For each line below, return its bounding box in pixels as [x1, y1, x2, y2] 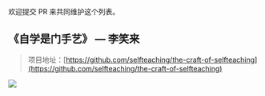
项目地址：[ [27, 55, 66, 64]
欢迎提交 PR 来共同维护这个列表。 [8, 7, 120, 16]
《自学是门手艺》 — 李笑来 [8, 33, 140, 46]
